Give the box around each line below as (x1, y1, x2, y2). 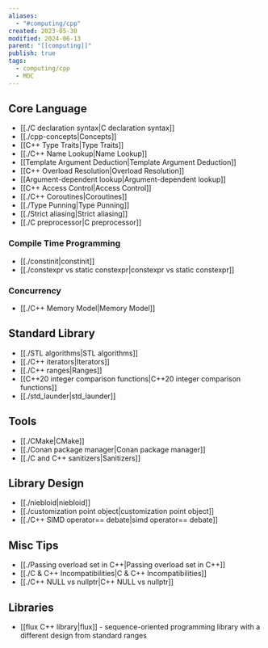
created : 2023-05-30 (8, 27, 78, 35)
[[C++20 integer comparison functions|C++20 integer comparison (19, 373, 241, 384)
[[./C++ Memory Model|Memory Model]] (19, 304, 156, 313)
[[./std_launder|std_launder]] (19, 391, 116, 401)
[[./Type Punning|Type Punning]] (19, 200, 130, 210)
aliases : (8, 11, 38, 20)
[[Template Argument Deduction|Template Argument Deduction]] (19, 158, 237, 167)
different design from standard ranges (19, 631, 148, 641)
